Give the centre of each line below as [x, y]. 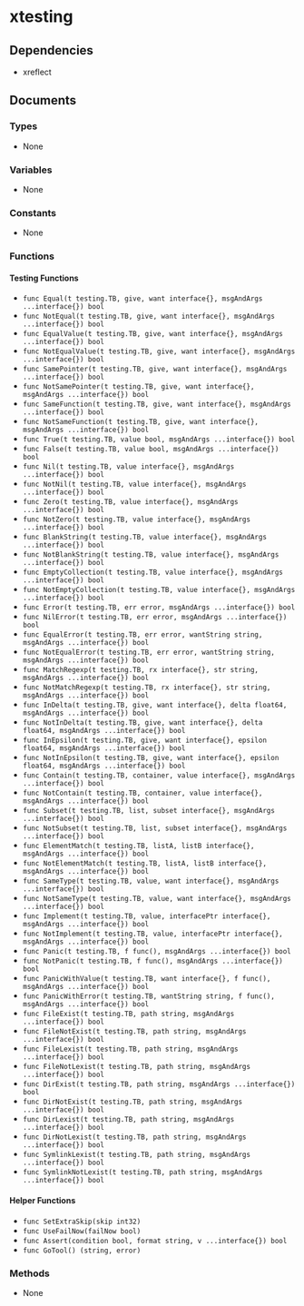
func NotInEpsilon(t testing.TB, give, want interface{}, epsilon [151, 758]
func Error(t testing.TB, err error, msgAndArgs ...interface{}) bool [159, 608]
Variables [31, 170]
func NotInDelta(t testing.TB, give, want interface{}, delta [142, 723]
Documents [43, 100]
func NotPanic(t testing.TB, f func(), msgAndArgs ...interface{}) [152, 961]
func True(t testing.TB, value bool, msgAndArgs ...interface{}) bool [159, 440]
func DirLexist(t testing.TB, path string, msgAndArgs [128, 1120]
